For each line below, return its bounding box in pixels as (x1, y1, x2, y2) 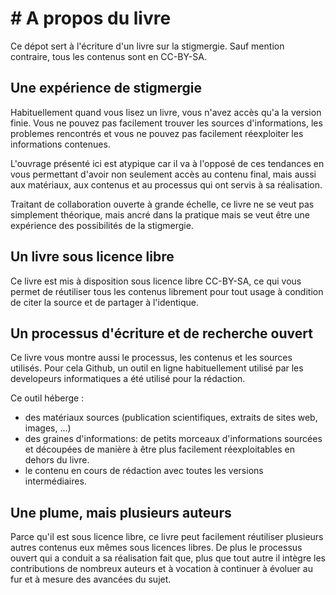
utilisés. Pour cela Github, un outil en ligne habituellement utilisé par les (10, 362, 304, 374)
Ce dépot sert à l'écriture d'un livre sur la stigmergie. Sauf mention (10, 40, 285, 52)
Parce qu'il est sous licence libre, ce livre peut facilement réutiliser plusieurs (10, 531, 324, 543)
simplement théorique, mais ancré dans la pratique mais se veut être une (10, 208, 311, 221)
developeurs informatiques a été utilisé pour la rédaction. (10, 373, 246, 385)
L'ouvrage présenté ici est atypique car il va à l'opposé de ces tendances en (10, 157, 325, 169)
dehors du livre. (24, 454, 90, 466)
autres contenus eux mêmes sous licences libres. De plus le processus (10, 542, 303, 554)
